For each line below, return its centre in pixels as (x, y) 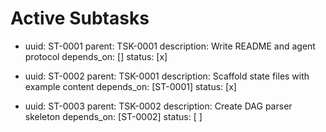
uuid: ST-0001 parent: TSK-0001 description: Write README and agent (170, 46)
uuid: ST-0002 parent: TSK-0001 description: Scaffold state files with (167, 76)
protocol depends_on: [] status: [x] (96, 56)
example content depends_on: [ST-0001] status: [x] (130, 86)
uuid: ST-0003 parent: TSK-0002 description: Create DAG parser (158, 106)
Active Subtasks (80, 18)
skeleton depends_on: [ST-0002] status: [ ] (113, 116)
